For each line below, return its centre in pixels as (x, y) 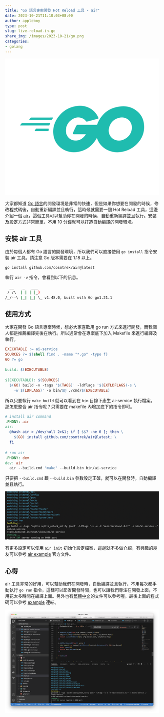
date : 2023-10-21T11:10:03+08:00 (39, 15)
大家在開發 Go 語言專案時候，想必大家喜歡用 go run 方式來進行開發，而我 (79, 327)
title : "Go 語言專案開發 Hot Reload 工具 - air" (52, 10)
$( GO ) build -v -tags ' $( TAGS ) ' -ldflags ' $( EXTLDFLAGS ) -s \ (73, 385)
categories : (17, 42)
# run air (15, 453)
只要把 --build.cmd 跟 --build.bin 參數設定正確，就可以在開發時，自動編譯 (81, 478)
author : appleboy (23, 21)
